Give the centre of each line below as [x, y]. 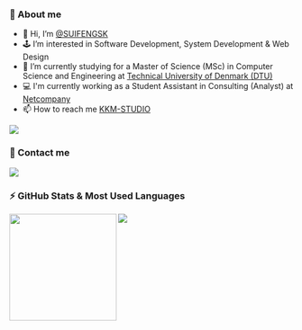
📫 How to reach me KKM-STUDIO [87, 109]
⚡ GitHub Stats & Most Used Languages [97, 195]
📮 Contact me [40, 153]
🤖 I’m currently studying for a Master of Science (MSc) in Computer [147, 67]
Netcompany [46, 99]
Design [36, 57]
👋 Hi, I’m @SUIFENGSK [65, 34]
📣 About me [35, 14]
